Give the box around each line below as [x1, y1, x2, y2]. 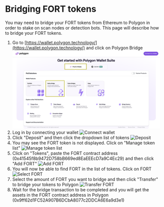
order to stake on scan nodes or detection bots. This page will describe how [5, 25, 160, 30]
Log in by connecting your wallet [12, 129, 79, 135]
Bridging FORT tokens [5, 3, 97, 15]
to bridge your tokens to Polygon [12, 181, 79, 187]
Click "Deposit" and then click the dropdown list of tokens [12, 134, 130, 140]
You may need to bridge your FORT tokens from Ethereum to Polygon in [5, 20, 150, 26]
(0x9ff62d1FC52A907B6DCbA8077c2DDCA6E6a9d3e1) [12, 197, 125, 203]
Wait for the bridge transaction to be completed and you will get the [12, 186, 149, 192]
